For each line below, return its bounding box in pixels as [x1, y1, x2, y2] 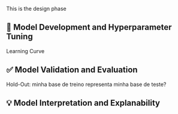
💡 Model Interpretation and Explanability [6, 98, 161, 108]
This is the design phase [6, 5, 67, 12]
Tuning [6, 32, 33, 42]
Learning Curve [6, 47, 45, 54]
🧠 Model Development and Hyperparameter [6, 22, 172, 32]
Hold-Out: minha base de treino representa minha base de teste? [6, 81, 167, 88]
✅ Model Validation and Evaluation [6, 65, 138, 75]
